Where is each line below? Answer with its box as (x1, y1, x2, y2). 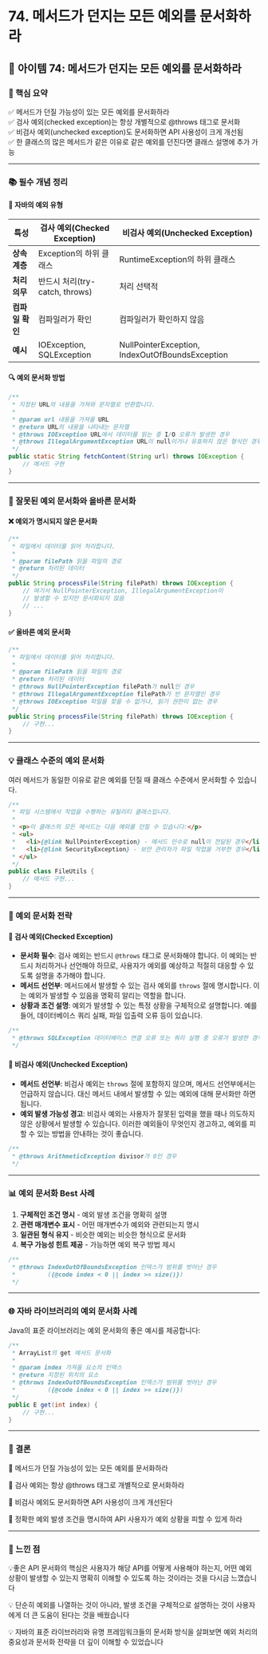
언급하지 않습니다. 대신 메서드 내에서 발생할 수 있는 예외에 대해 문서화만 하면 (19, 1089, 257, 1099)
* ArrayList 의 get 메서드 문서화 (11, 1349, 112, 1357)
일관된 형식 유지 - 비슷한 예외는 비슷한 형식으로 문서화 (19, 1229, 187, 1239)
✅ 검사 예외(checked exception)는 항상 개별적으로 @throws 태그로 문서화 (8, 117, 241, 126)
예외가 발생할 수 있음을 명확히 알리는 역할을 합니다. (28, 991, 186, 1001)
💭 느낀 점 (8, 1543, 41, 1554)
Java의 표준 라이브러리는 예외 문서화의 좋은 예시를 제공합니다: (8, 1325, 201, 1335)
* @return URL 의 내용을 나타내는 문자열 (11, 422, 130, 431)
